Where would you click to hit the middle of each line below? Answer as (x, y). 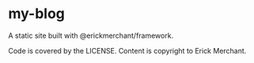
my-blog (37, 14)
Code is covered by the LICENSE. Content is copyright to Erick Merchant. (127, 50)
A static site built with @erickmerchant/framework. (91, 35)
